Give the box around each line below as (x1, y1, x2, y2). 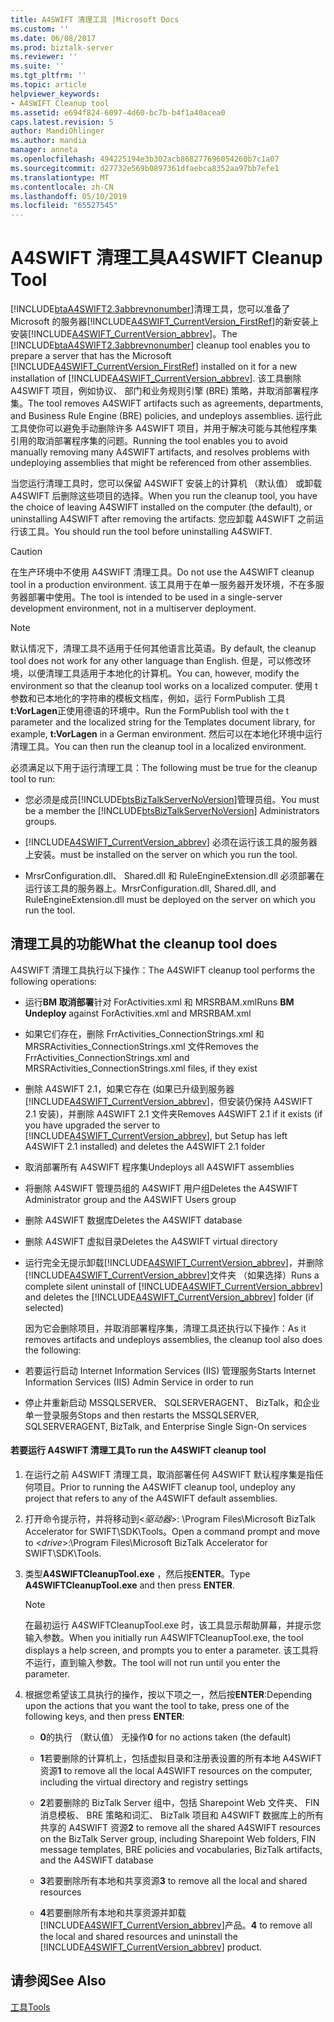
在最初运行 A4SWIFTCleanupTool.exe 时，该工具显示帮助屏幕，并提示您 (24, 1619, 322, 1631)
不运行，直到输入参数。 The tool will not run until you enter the (24, 1657, 281, 1669)
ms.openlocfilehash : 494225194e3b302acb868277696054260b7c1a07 (10, 154, 280, 164)
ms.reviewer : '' (10, 52, 78, 62)
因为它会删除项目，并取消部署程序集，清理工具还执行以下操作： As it (24, 1322, 307, 1334)
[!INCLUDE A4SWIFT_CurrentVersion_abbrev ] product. (39, 1941, 263, 1953)
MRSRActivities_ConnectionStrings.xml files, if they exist (24, 1062, 258, 1074)
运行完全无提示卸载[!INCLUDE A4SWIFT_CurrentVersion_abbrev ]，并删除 (24, 1256, 324, 1268)
